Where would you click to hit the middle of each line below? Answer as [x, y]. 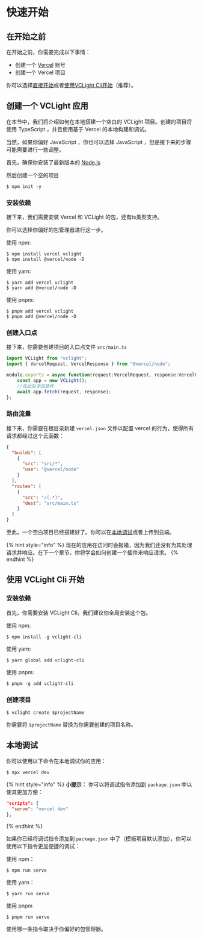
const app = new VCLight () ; [52, 381]
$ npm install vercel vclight [44, 254]
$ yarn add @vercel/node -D [41, 288]
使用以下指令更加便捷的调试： [43, 846]
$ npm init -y [24, 186]
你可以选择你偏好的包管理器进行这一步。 [56, 230]
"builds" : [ [27, 452]
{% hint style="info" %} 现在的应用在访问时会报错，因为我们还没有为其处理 [99, 545]
